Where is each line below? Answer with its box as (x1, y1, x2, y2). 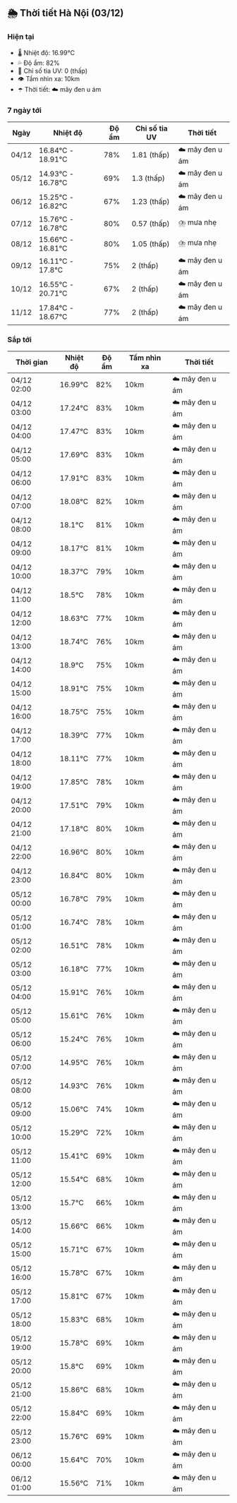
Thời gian (15, 357, 48, 367)
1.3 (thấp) (131, 174, 166, 183)
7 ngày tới (7, 105, 42, 115)
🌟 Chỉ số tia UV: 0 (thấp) (17, 66, 88, 75)
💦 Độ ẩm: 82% (17, 59, 60, 67)
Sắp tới (7, 334, 32, 344)
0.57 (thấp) (131, 219, 170, 229)
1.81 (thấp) (131, 150, 170, 160)
